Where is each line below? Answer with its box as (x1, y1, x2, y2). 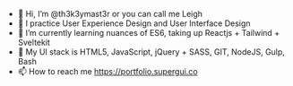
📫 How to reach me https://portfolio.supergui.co (17, 66, 199, 76)
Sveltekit (17, 37, 51, 47)
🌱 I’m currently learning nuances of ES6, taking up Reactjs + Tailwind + (17, 28, 280, 38)
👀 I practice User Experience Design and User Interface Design (17, 18, 251, 29)
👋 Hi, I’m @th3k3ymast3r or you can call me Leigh (17, 9, 203, 19)
